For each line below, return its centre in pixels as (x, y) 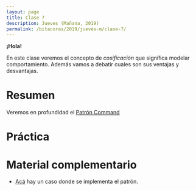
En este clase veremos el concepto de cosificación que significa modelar (98, 58)
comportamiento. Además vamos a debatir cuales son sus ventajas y (93, 64)
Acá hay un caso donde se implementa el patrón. (77, 182)
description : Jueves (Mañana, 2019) (53, 23)
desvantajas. (22, 71)
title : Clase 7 (26, 18)
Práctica (28, 137)
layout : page (23, 12)
